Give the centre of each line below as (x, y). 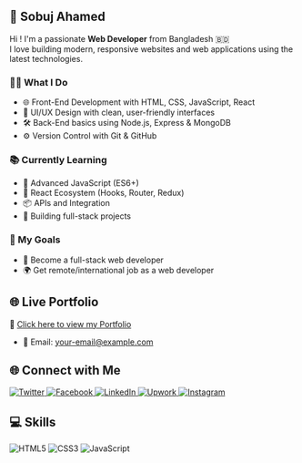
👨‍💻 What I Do (39, 82)
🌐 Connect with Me (65, 370)
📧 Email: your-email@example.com (88, 342)
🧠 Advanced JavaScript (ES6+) (81, 183)
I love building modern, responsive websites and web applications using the (151, 49)
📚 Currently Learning (58, 160)
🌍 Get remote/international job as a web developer (118, 270)
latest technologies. (46, 58)
